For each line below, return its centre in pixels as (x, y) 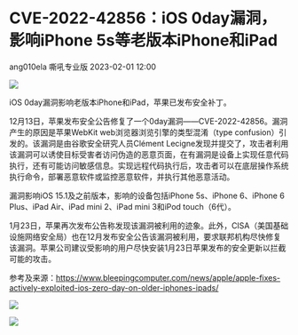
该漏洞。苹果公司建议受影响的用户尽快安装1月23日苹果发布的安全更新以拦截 (148, 247)
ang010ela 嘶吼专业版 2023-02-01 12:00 (83, 67)
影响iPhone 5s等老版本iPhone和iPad (143, 40)
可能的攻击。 (32, 259)
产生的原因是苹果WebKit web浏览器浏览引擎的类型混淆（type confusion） (144, 132)
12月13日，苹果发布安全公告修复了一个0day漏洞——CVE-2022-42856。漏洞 (149, 121)
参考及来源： (32, 277)
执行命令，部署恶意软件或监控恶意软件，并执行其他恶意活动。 (122, 176)
